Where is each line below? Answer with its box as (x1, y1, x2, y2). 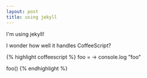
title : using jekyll (6, 14, 58, 20)
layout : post (6, 8, 39, 15)
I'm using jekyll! (6, 30, 45, 37)
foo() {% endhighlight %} (6, 64, 68, 71)
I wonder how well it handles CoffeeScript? (6, 42, 111, 49)
